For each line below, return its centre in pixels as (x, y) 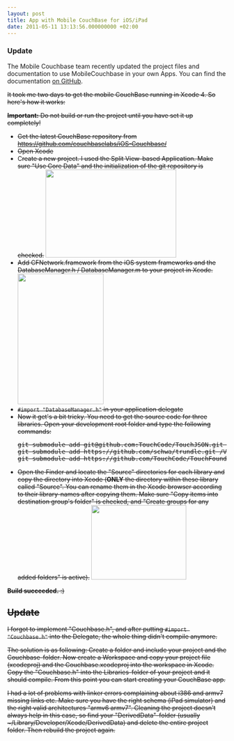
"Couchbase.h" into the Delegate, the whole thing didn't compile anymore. (112, 637)
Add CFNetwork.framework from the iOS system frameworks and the (117, 263)
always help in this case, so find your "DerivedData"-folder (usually (104, 715)
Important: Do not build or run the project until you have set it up (100, 115)
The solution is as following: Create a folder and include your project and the (117, 650)
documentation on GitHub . (45, 81)
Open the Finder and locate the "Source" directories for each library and (121, 471)
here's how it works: (36, 102)
